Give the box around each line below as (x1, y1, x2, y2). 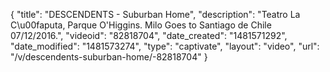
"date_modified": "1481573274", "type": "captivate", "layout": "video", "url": (10, 40, 320, 52)
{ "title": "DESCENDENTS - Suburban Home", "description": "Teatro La (10, 9, 301, 20)
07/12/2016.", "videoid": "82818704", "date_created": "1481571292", (10, 30, 288, 41)
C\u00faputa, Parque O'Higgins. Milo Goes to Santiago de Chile (10, 19, 272, 31)
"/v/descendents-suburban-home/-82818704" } (10, 51, 208, 63)
